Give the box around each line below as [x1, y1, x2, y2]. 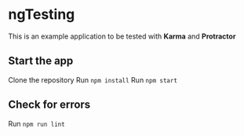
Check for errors [8, 98, 91, 112]
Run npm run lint [8, 119, 65, 128]
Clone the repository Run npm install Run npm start [8, 75, 178, 84]
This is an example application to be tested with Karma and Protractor [8, 31, 236, 41]
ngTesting [8, 6, 75, 24]
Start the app [8, 54, 74, 68]
